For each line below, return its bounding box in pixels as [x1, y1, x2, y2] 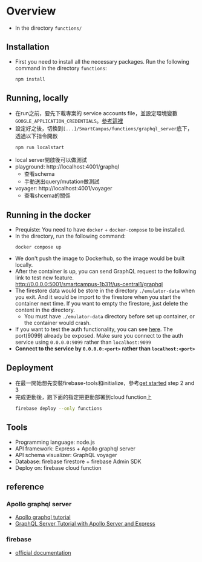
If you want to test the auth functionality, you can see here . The [15, 326, 174, 333]
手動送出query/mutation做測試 [24, 178, 100, 186]
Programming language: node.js [15, 438, 95, 446]
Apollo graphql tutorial [15, 513, 71, 521]
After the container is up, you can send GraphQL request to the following [15, 268, 197, 275]
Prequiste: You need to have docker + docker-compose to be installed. [15, 226, 186, 233]
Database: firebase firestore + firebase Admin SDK [15, 458, 142, 465]
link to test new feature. [15, 274, 74, 281]
